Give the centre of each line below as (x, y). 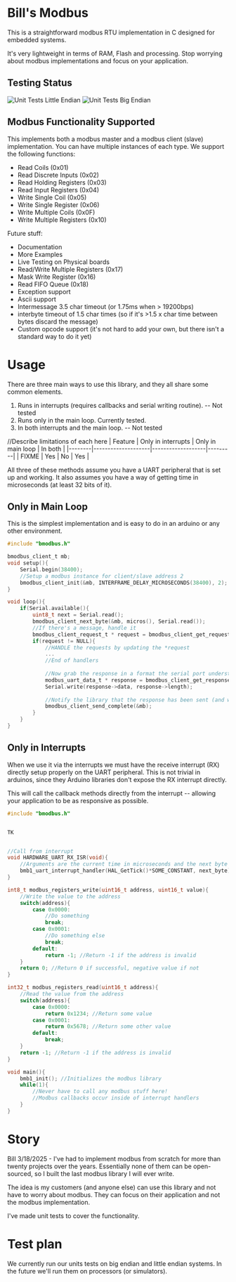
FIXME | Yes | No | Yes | (55, 456)
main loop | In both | (36, 449)
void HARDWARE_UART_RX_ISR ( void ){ (58, 858)
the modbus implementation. (49, 1202)
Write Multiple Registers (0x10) (62, 220)
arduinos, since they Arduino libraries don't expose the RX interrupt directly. (117, 779)
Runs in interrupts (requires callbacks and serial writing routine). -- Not (120, 405)
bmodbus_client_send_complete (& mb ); (98, 706)
